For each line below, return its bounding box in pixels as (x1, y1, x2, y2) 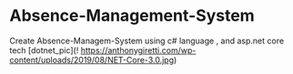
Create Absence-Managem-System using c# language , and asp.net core (9, 35, 285, 46)
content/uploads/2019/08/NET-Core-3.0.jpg (9, 54, 175, 65)
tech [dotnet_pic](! (9, 44, 79, 55)
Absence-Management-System (9, 5, 255, 26)
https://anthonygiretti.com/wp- (80, 44, 197, 55)
